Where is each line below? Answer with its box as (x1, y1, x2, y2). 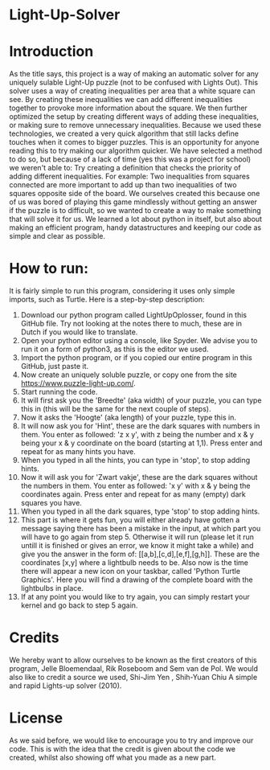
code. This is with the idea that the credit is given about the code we (9, 743, 236, 753)
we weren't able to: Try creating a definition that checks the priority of (9, 163, 241, 173)
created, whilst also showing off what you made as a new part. (9, 752, 216, 762)
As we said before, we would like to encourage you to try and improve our (9, 735, 254, 745)
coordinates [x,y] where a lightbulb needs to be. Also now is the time (20, 558, 248, 567)
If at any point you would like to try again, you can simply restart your (20, 592, 250, 602)
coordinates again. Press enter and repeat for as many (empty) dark (20, 489, 246, 499)
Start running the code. (20, 387, 98, 397)
